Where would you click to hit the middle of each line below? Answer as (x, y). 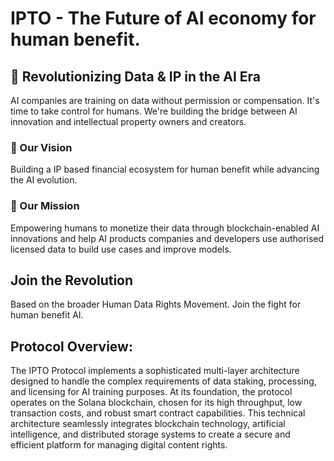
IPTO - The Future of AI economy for (163, 18)
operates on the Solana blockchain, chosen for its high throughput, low (156, 403)
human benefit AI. (47, 315)
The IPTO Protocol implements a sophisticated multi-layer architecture (155, 371)
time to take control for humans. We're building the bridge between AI (154, 111)
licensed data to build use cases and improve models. (121, 249)
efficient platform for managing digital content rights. (119, 445)
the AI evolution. (44, 180)
